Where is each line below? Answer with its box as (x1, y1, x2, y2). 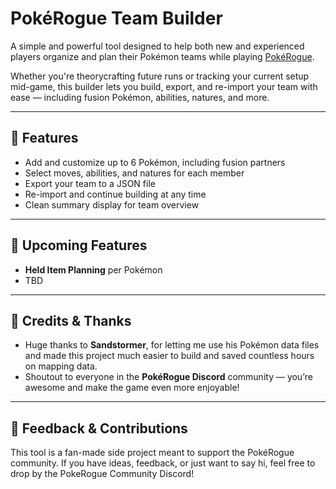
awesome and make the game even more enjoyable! (24, 382, 240, 394)
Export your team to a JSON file (24, 177, 156, 189)
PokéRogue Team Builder (10, 7, 223, 30)
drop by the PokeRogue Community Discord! (10, 468, 195, 480)
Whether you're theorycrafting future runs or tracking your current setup (10, 70, 310, 82)
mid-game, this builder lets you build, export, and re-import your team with (10, 80, 318, 92)
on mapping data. (24, 360, 98, 372)
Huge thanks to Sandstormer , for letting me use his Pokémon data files (24, 339, 320, 351)
